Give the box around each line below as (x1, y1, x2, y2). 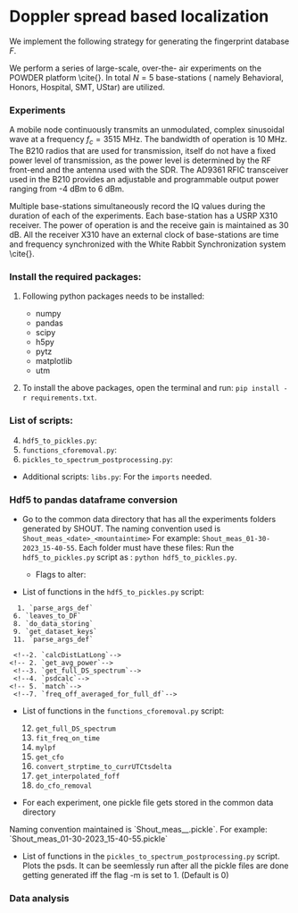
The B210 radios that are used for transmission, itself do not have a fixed (9, 146, 277, 156)
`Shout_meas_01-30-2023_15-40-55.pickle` (9, 833, 168, 844)
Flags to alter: (35, 569, 87, 579)
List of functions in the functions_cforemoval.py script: (21, 705, 225, 716)
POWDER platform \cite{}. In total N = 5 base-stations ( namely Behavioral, (9, 72, 284, 82)
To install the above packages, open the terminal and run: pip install (21, 383, 280, 393)
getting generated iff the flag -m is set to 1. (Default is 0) (21, 869, 229, 880)
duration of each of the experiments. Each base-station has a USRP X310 (9, 210, 278, 221)
